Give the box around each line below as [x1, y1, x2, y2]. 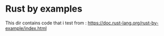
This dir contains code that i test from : [5, 20, 87, 26]
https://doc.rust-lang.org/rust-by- [87, 20, 159, 26]
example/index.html [5, 25, 47, 31]
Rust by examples [5, 3, 83, 15]
